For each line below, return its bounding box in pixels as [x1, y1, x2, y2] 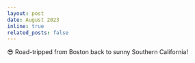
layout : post [7, 10, 44, 17]
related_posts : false [7, 29, 69, 36]
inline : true [7, 23, 44, 29]
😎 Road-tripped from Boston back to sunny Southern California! [7, 48, 188, 56]
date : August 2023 [7, 16, 60, 23]
